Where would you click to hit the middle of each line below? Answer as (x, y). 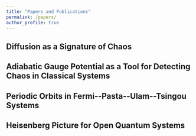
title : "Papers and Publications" (49, 12)
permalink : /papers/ (32, 17)
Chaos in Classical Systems (58, 76)
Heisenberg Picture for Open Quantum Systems (96, 125)
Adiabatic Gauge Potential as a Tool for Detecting (98, 67)
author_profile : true (33, 22)
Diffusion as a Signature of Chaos (69, 46)
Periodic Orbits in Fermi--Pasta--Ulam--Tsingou (97, 96)
